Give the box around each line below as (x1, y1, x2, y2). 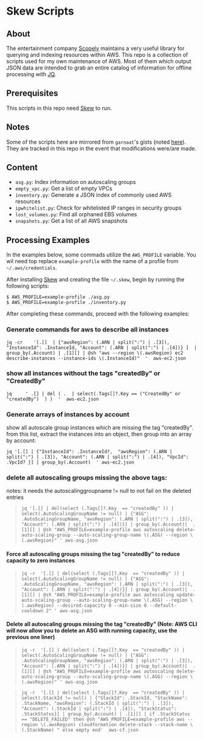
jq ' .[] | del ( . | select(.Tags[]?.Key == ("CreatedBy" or (6, 391, 181, 397)
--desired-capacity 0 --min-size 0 (57, 602, 147, 609)
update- (176, 592, 196, 598)
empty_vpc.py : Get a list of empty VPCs (15, 185, 112, 193)
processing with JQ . (6, 71, 57, 77)
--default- (149, 602, 177, 609)
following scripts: (6, 282, 50, 290)
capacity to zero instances (6, 557, 75, 564)
